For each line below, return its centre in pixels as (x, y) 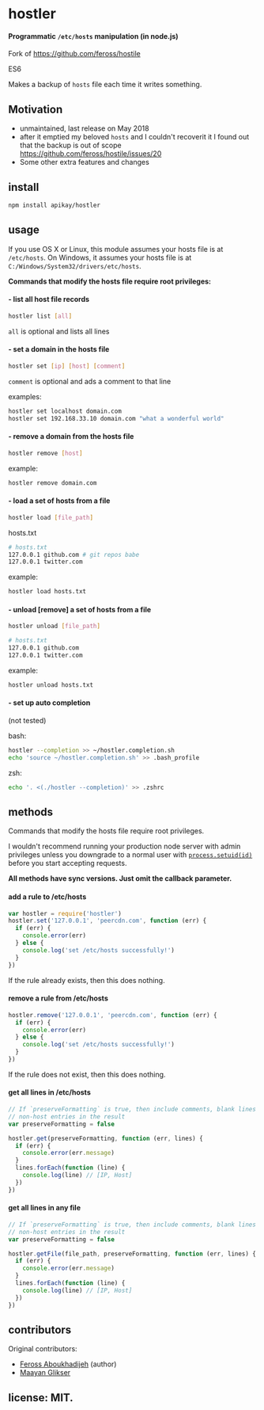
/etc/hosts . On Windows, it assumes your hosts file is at (100, 257)
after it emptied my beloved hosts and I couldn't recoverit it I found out (134, 137)
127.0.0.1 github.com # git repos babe (74, 554)
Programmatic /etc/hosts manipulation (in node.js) (94, 36)
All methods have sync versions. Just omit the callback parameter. (120, 878)
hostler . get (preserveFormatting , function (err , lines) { (106, 1138)
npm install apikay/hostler (55, 206)
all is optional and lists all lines (59, 331)
